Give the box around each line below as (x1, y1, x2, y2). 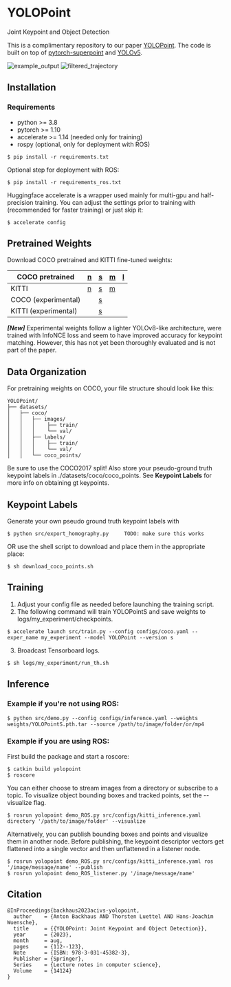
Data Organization (7, 366, 87, 377)
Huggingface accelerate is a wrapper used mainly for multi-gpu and (7, 191, 199, 199)
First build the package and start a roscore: (7, 752, 129, 760)
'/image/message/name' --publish (7, 864, 103, 870)
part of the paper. (7, 346, 57, 355)
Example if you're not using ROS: (7, 699, 119, 708)
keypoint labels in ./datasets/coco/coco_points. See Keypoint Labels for (7, 471, 212, 480)
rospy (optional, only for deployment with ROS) (16, 140, 151, 148)
